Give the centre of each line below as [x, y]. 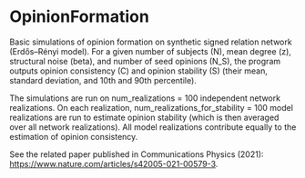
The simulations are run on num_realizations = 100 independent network [145, 98]
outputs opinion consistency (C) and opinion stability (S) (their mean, [139, 71]
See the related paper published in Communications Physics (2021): [137, 154]
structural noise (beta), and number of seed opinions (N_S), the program [145, 61]
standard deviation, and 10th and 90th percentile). [103, 80]
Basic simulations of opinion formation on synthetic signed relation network [151, 42]
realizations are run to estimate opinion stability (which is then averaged [144, 117]
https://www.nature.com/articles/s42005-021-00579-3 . [114, 163]
